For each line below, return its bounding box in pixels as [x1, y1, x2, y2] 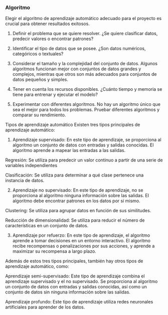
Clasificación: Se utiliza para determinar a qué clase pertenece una [5, 172, 144, 178]
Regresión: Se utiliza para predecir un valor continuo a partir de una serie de [5, 157, 163, 163]
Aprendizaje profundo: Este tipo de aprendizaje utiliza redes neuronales [5, 299, 153, 305]
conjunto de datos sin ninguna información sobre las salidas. [5, 289, 130, 295]
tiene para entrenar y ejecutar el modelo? [12, 92, 98, 98]
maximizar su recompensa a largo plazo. [12, 248, 96, 254]
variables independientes [5, 163, 58, 169]
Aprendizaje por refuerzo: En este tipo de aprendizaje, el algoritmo [12, 232, 150, 238]
